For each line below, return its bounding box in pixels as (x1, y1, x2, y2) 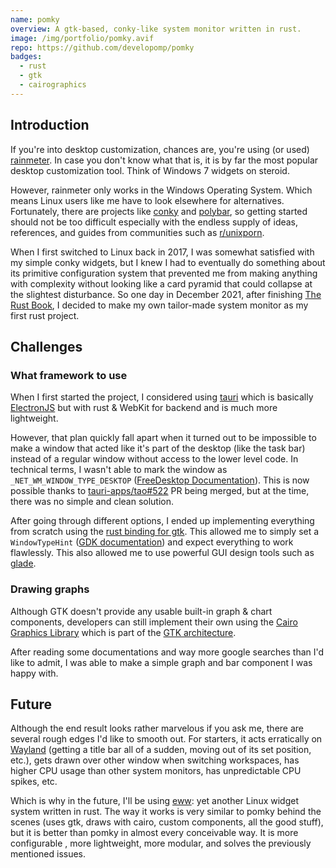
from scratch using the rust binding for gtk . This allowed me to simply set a (10, 526, 320, 538)
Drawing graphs (10, 582, 90, 596)
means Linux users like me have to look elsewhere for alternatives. (10, 194, 285, 206)
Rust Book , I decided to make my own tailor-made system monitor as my (10, 299, 309, 311)
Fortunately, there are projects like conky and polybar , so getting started (10, 205, 308, 217)
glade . (10, 557, 37, 570)
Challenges (10, 338, 83, 355)
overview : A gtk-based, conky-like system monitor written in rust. (10, 24, 302, 34)
